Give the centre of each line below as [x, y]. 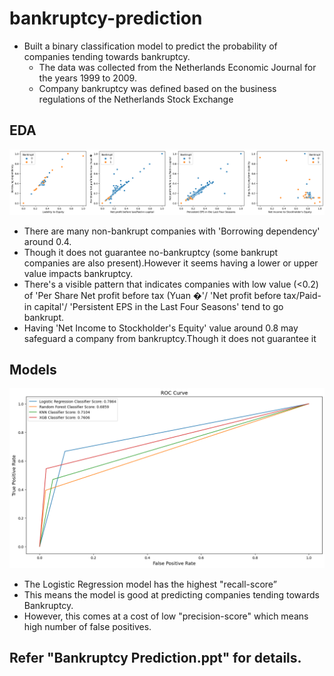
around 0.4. [47, 241]
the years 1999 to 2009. [87, 78]
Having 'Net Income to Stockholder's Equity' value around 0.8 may [161, 328]
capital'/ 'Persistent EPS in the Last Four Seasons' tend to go [158, 306]
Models [33, 369]
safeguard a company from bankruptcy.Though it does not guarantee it [170, 338]
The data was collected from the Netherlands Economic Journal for [177, 67]
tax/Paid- [302, 295]
